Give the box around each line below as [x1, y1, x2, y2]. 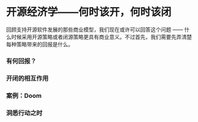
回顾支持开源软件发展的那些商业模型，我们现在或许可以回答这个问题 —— [6, 26, 183, 33]
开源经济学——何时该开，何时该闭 [6, 5, 172, 19]
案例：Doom [6, 91, 42, 100]
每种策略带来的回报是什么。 [6, 41, 74, 48]
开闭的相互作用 [6, 74, 49, 83]
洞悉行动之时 [6, 108, 43, 117]
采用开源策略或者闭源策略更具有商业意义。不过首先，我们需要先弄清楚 [21, 33, 192, 40]
